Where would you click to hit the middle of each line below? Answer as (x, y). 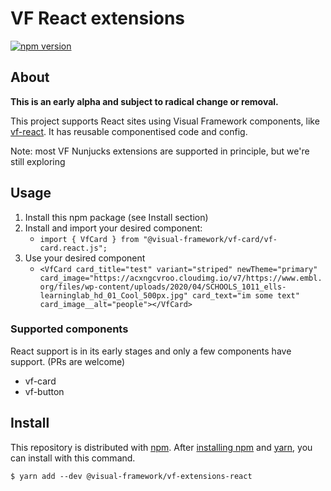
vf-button (44, 391)
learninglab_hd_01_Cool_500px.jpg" (113, 295)
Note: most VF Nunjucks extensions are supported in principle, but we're (160, 151)
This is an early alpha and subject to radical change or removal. (144, 101)
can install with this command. (73, 458)
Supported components (69, 329)
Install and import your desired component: (113, 228)
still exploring (38, 161)
